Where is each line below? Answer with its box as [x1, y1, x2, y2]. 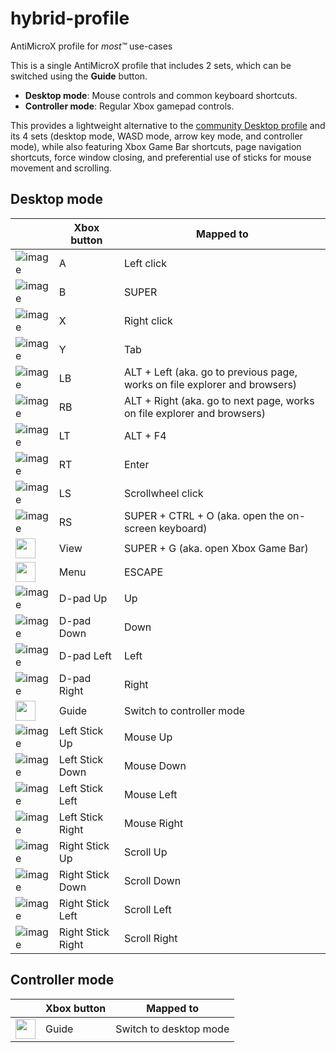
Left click [123, 256, 168, 270]
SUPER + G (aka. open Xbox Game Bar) [123, 541, 309, 555]
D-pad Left [58, 648, 112, 662]
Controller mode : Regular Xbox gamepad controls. [24, 100, 235, 112]
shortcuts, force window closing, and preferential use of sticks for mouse [10, 151, 312, 163]
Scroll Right [123, 931, 178, 945]
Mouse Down [123, 758, 187, 772]
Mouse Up [123, 730, 173, 744]
